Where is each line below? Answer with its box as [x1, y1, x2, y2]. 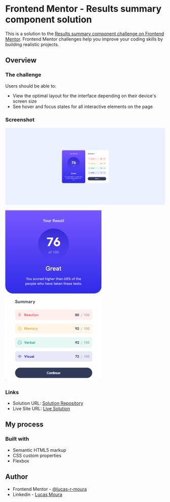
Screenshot [5, 116, 35, 123]
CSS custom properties [12, 452, 62, 458]
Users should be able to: [5, 83, 57, 89]
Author [5, 473, 28, 481]
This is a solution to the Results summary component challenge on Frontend [5, 30, 164, 37]
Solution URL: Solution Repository [12, 400, 84, 406]
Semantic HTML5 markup [12, 447, 66, 453]
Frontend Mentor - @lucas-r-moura [12, 486, 87, 492]
